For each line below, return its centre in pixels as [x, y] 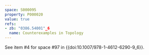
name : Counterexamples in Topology [46, 33]
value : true [17, 19]
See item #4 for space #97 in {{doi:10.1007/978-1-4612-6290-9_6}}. [75, 47]
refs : [10, 24]
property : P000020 [24, 14]
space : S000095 [21, 10]
